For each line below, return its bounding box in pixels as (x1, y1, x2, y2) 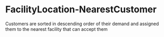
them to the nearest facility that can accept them (5, 26, 108, 32)
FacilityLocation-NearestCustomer (5, 4, 157, 15)
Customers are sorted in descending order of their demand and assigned (5, 21, 159, 27)
